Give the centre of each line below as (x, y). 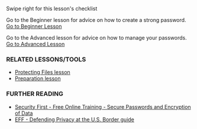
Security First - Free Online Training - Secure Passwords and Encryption (103, 107)
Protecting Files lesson (43, 72)
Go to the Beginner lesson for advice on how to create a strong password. (96, 20)
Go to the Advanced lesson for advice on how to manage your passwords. (97, 38)
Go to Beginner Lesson (34, 26)
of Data (24, 113)
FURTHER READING (35, 94)
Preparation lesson (38, 79)
